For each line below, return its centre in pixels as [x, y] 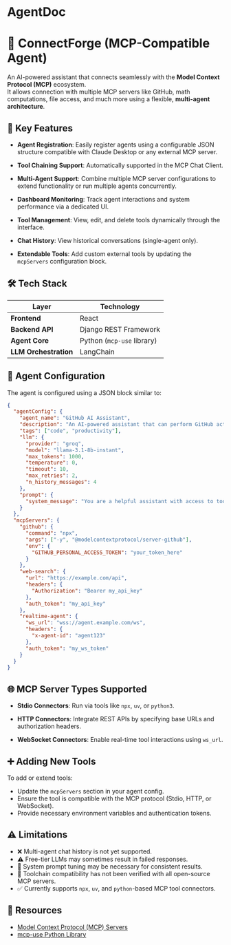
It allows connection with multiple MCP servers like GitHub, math [99, 92]
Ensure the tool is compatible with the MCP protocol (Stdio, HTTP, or [114, 798]
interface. [31, 227]
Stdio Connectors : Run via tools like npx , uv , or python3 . [96, 705]
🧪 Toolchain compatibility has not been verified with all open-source [114, 873]
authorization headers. [49, 726]
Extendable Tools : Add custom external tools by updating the [104, 254]
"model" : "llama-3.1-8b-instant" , [75, 450]
